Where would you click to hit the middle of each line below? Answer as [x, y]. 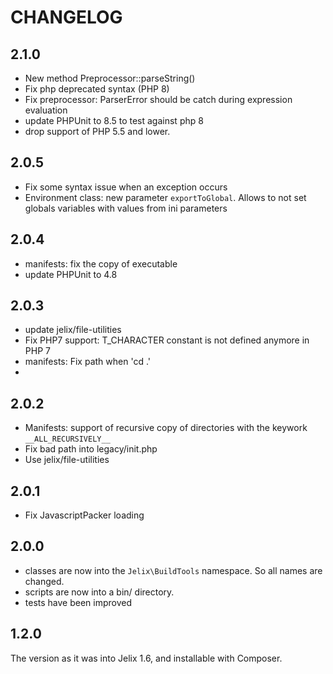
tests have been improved [78, 602]
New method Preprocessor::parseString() [110, 78]
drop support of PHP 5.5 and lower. [97, 131]
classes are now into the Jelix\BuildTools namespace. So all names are [173, 570]
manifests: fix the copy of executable [101, 263]
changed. [44, 581]
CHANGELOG [66, 17]
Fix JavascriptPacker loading [84, 515]
